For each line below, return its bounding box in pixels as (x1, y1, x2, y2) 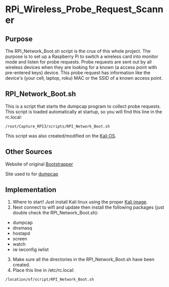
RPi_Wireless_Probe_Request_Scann (5, 4, 163, 15)
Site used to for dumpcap (5, 171, 58, 177)
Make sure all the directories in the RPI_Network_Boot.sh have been (12, 257, 155, 263)
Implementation (5, 185, 57, 194)
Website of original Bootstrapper (5, 161, 74, 167)
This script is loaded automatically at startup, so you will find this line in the (5, 108, 162, 115)
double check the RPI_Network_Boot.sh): (12, 210, 99, 216)
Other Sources (5, 147, 52, 156)
